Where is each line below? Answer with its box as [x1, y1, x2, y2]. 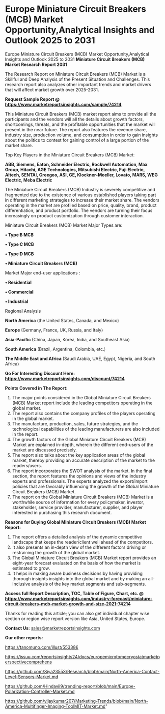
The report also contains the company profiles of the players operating [12, 410, 156, 416]
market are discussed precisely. [12, 446, 77, 453]
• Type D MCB [5, 251, 34, 257]
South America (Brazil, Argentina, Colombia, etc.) [5, 346, 106, 352]
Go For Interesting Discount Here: [5, 370, 75, 376]
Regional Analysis [5, 308, 41, 314]
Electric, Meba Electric [5, 177, 53, 183]
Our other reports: [5, 634, 43, 640]
